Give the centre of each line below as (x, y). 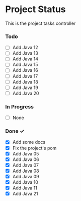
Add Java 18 (25, 82)
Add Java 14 (25, 59)
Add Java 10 (25, 182)
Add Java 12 (25, 48)
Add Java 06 (26, 159)
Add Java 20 (26, 93)
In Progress (20, 106)
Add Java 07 (26, 165)
